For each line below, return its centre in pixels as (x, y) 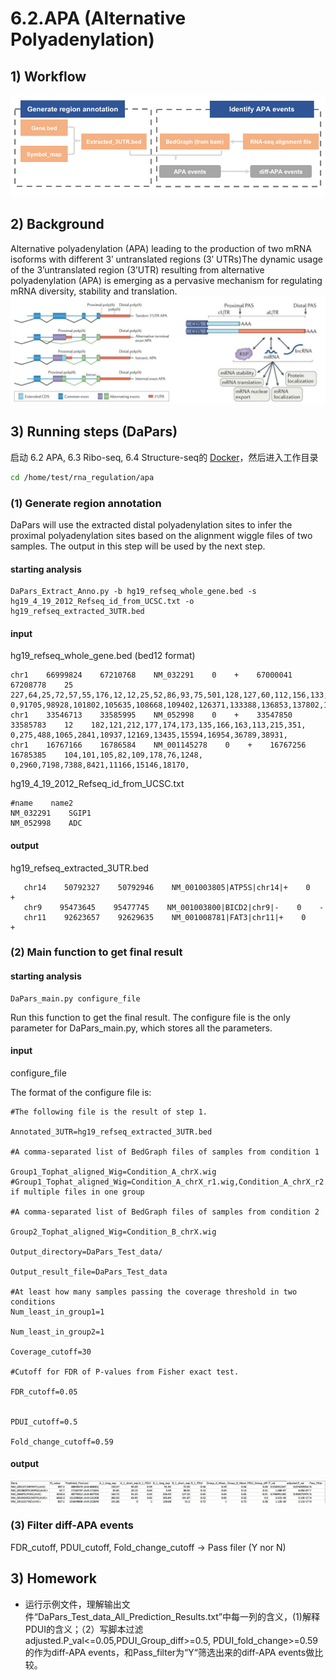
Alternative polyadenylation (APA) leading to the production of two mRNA (161, 248)
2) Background (57, 224)
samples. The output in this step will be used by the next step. (138, 546)
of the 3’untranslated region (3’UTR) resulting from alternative (137, 269)
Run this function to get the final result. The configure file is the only (150, 1017)
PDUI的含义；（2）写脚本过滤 (84, 1629)
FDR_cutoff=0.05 (44, 1392)
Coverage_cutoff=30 (51, 1352)
